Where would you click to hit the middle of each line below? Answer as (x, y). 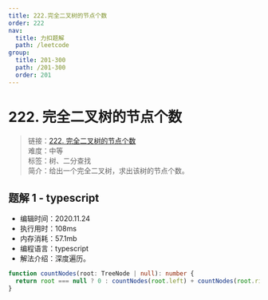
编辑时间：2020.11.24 (55, 219)
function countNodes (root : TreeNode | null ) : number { (101, 274)
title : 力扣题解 (40, 38)
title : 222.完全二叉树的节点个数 (58, 16)
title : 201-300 (41, 61)
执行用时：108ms (48, 229)
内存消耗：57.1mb (48, 239)
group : (19, 53)
